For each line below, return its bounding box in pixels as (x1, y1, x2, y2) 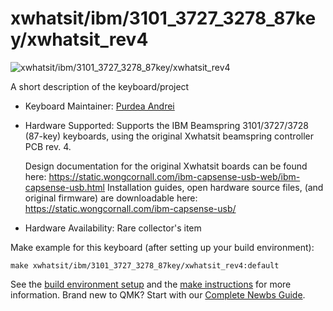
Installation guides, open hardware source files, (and (106, 181, 324, 193)
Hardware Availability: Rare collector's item (24, 222, 202, 234)
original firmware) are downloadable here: (24, 192, 198, 204)
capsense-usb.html (24, 181, 105, 193)
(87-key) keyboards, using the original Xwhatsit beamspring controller (24, 130, 314, 142)
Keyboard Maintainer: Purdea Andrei (24, 100, 175, 112)
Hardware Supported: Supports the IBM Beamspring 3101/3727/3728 (24, 119, 309, 131)
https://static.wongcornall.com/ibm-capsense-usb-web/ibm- (48, 170, 301, 182)
